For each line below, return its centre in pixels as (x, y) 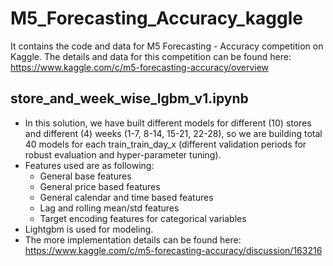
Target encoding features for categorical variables (143, 218)
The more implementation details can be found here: (133, 239)
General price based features (100, 186)
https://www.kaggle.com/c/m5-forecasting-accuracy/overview (140, 67)
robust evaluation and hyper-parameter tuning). (123, 154)
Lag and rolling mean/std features (109, 208)
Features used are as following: (89, 165)
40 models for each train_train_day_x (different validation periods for (165, 144)
